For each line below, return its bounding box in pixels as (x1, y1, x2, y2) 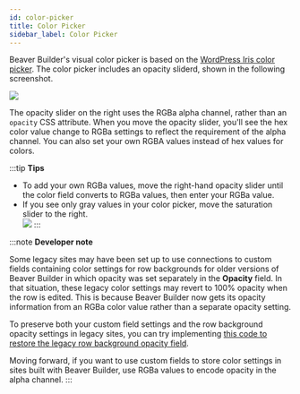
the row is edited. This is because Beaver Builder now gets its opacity (9, 292, 266, 303)
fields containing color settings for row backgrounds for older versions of (9, 263, 279, 274)
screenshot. (9, 73, 54, 84)
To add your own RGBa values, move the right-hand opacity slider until (21, 180, 284, 191)
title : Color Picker (9, 21, 87, 30)
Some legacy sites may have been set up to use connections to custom (9, 254, 272, 265)
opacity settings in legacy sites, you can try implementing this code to (9, 329, 268, 339)
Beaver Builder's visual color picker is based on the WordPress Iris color (9, 55, 276, 65)
